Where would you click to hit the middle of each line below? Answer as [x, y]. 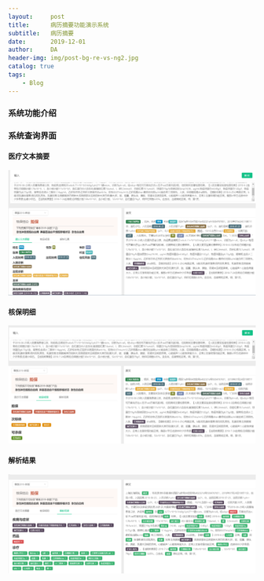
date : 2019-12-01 [47, 42]
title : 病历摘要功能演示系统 [59, 25]
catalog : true [31, 67]
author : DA [33, 50]
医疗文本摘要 [29, 156]
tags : [17, 75]
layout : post [37, 17]
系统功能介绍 [33, 112]
